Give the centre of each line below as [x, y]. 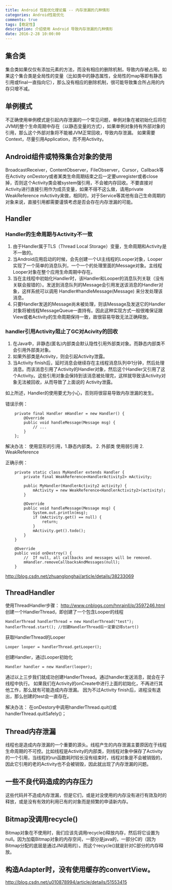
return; [50, 522]
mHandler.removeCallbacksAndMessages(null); [72, 562]
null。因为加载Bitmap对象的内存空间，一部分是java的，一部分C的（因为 [81, 839]
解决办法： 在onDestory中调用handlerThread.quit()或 [61, 707]
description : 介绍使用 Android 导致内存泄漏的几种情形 [59, 29]
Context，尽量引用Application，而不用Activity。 [56, 139]
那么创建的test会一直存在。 [43, 696]
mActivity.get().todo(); [59, 531]
